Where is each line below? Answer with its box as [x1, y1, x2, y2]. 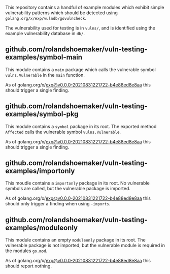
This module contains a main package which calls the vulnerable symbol [5, 66, 156, 73]
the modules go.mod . [5, 248, 48, 254]
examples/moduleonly [5, 223, 78, 232]
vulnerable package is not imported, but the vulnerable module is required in [5, 242, 165, 249]
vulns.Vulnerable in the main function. [5, 72, 85, 78]
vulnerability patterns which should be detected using [5, 10, 118, 16]
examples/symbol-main [5, 53, 83, 62]
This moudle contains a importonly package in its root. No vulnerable [5, 180, 150, 186]
